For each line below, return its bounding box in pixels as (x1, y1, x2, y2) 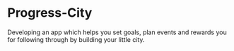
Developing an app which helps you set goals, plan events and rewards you (7, 28, 228, 36)
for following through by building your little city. (7, 35, 145, 43)
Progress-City (7, 5, 93, 21)
